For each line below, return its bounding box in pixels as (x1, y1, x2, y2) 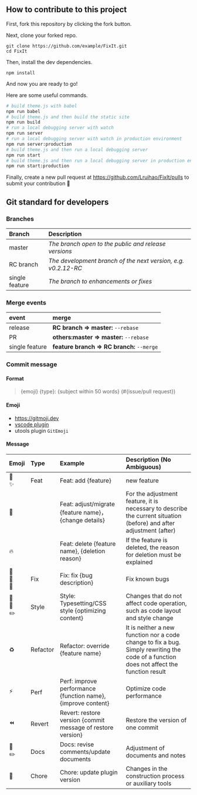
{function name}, (59, 692, 106, 700)
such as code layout (125, 606, 182, 614)
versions (48, 247, 72, 255)
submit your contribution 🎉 (6, 180, 70, 187)
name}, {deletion (59, 547, 106, 555)
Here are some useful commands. (6, 91, 88, 99)
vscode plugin (14, 420, 49, 428)
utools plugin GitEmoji (14, 427, 69, 434)
